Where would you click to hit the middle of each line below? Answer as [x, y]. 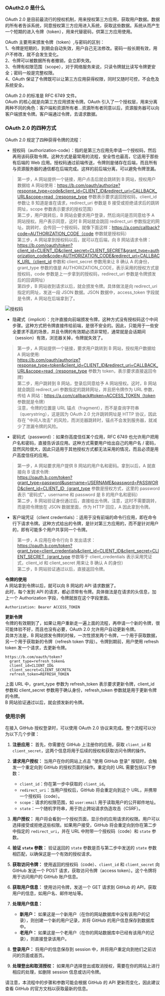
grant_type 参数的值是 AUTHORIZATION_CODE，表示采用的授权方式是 [88, 268]
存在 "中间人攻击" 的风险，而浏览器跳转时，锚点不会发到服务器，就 [85, 420]
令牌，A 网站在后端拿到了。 [49, 298]
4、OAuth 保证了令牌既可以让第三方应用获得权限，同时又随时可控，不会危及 [82, 79]
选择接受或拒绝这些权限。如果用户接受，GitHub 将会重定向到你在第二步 [84, 825]
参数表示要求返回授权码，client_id [123, 196]
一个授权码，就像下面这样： [84, 227]
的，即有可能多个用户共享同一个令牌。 [51, 529]
